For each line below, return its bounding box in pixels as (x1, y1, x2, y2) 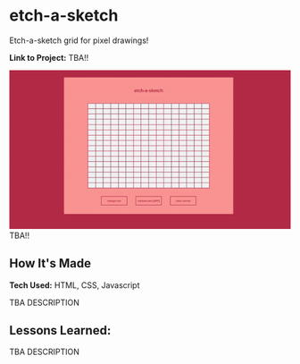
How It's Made (9, 256, 92, 271)
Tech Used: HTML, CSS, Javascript (9, 279, 140, 291)
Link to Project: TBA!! (9, 52, 89, 63)
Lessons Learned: (9, 323, 112, 338)
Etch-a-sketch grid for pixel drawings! (9, 35, 149, 46)
